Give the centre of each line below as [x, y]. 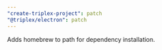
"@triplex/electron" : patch [47, 20]
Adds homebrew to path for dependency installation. [81, 39]
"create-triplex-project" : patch [55, 13]
